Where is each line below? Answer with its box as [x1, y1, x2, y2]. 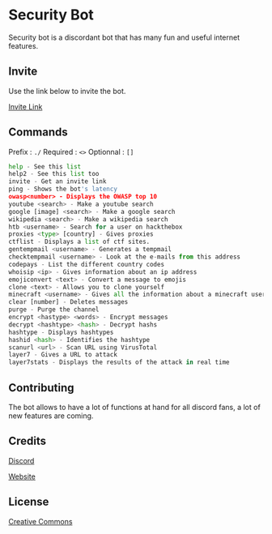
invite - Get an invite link [8, 177, 107, 186]
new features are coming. [8, 411, 94, 421]
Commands [8, 126, 69, 139]
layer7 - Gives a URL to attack [8, 351, 117, 359]
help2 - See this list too [8, 170, 100, 178]
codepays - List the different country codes [8, 260, 164, 268]
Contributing [8, 381, 74, 395]
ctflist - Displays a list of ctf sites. [8, 237, 151, 246]
